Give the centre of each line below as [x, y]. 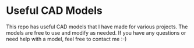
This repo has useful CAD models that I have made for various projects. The [97, 27]
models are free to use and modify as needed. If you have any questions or [96, 32]
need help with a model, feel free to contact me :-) [66, 39]
